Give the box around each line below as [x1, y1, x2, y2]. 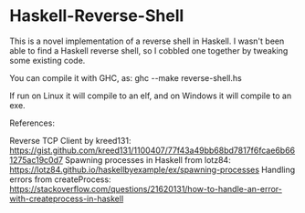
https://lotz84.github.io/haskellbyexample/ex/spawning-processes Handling [9, 164, 296, 175]
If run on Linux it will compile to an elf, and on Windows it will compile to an [9, 90, 292, 101]
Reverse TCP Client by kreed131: [9, 135, 131, 146]
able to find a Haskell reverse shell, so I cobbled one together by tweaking [9, 45, 289, 56]
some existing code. [9, 55, 86, 66]
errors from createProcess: [9, 174, 111, 185]
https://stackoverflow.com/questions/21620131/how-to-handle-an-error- [9, 183, 283, 194]
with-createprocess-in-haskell [9, 193, 124, 204]
